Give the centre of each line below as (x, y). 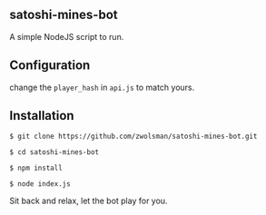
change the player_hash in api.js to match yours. (102, 87)
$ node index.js (40, 184)
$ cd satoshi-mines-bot (54, 152)
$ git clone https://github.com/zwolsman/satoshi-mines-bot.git (133, 137)
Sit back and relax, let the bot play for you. (89, 201)
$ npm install (36, 168)
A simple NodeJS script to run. (67, 36)
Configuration (50, 66)
